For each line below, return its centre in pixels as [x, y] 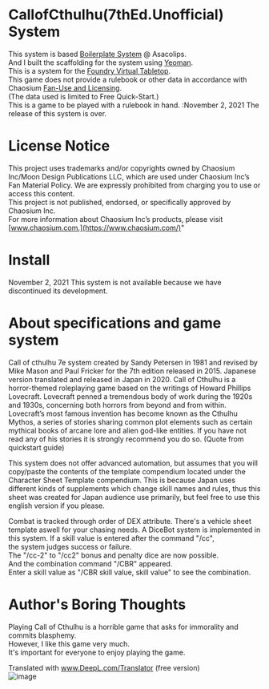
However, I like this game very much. [69, 643]
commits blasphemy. [42, 635]
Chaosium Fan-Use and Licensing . [65, 88]
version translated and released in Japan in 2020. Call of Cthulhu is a [122, 379]
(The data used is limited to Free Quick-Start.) [84, 96]
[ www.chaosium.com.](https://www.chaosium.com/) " [96, 228]
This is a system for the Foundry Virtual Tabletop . [89, 71]
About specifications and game [115, 323]
